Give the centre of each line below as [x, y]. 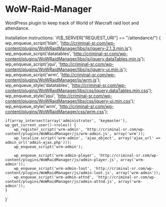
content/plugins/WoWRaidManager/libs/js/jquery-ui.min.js [64, 69]
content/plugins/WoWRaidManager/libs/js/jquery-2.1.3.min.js [67, 48]
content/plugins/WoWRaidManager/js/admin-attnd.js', [61, 181]
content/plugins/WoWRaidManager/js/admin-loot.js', [59, 173]
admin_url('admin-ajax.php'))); [38, 142]
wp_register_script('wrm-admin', [49, 129]
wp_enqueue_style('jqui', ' [32, 96]
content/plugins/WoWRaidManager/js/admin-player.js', [62, 160]
